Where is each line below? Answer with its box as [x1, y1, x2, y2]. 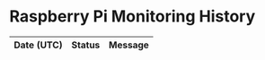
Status [71, 39, 101, 51]
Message [109, 39, 150, 51]
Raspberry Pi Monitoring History [9, 6, 256, 27]
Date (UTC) [13, 39, 63, 51]
